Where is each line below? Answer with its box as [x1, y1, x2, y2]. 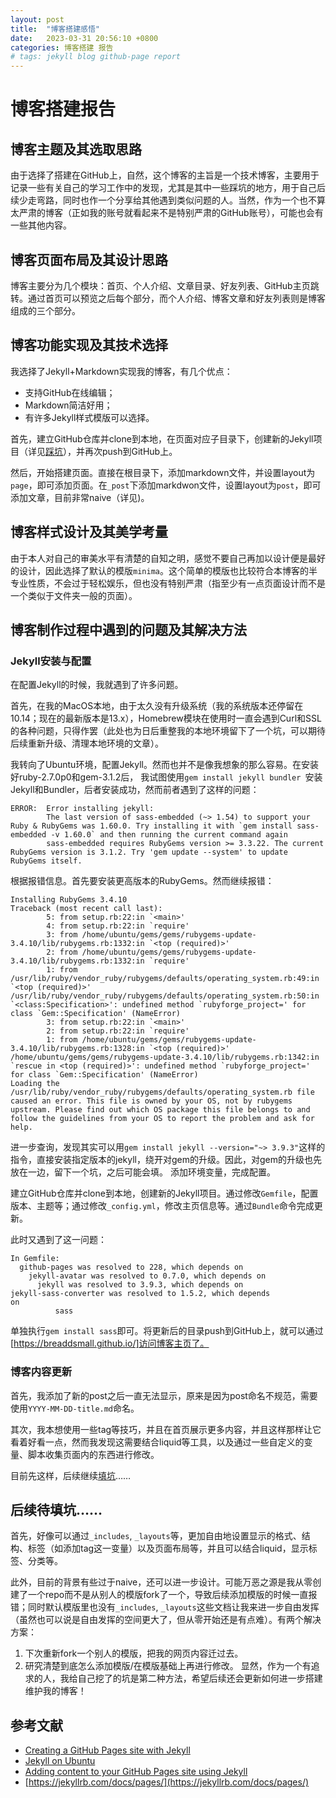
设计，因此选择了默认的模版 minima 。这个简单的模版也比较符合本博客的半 [18, 564, 318, 576]
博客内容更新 [10, 1365, 73, 1379]
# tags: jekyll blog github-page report [10, 52, 182, 62]
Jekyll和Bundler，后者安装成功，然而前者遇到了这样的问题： [10, 784, 260, 796]
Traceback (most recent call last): [10, 904, 163, 914]
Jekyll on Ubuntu [24, 1755, 96, 1767]
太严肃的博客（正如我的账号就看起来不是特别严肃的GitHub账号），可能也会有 [10, 207, 324, 219]
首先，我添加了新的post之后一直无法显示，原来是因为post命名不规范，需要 [10, 1389, 318, 1401]
